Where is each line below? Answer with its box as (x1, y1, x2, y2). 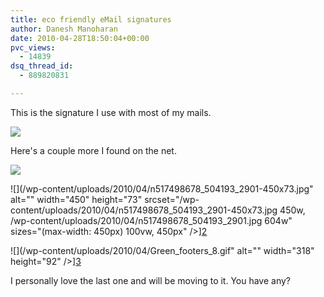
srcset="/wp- (144, 193, 200, 205)
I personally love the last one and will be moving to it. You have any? (10, 274, 292, 286)
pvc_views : (10, 42, 56, 53)
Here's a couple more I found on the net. (10, 144, 177, 156)
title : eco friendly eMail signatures (10, 14, 172, 25)
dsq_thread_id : (10, 61, 74, 71)
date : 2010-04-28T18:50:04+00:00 (10, 33, 150, 43)
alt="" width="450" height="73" (10, 193, 143, 205)
